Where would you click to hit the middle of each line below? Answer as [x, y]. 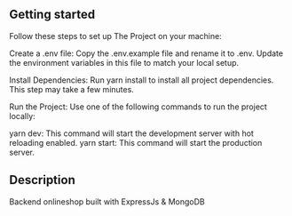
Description [42, 180]
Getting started [52, 15]
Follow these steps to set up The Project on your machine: [115, 36]
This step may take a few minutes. [72, 89]
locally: [22, 116]
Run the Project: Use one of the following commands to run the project [138, 107]
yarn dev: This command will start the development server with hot [132, 133]
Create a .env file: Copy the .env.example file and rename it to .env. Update [146, 53]
